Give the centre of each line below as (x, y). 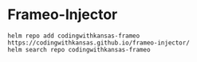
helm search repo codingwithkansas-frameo (79, 49)
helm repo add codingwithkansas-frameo (74, 36)
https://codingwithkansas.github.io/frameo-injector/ (99, 43)
